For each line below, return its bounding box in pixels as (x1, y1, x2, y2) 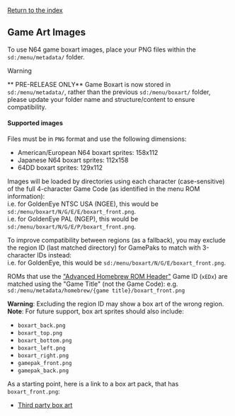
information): (7, 192, 45, 201)
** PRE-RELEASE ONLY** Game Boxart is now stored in (7, 80, 171, 88)
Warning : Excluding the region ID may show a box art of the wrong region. (7, 300, 224, 308)
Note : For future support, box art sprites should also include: (7, 307, 184, 316)
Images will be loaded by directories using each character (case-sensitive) (7, 177, 225, 186)
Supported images (7, 119, 64, 127)
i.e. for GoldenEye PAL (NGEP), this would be (7, 215, 139, 224)
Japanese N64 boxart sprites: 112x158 (17, 156, 129, 165)
